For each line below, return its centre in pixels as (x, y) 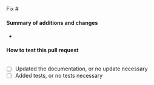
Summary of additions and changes (52, 22)
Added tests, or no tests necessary (59, 76)
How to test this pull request (42, 50)
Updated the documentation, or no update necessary (81, 69)
